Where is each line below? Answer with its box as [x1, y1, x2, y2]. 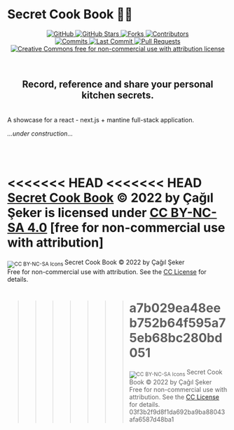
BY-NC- [170, 204, 217, 221]
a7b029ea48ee [129, 300, 221, 315]
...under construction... [7, 129, 74, 138]
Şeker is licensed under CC [7, 204, 168, 221]
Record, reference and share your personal [22, 79, 214, 91]
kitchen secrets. [81, 89, 154, 101]
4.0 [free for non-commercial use [27, 219, 226, 235]
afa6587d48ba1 [129, 415, 174, 424]
